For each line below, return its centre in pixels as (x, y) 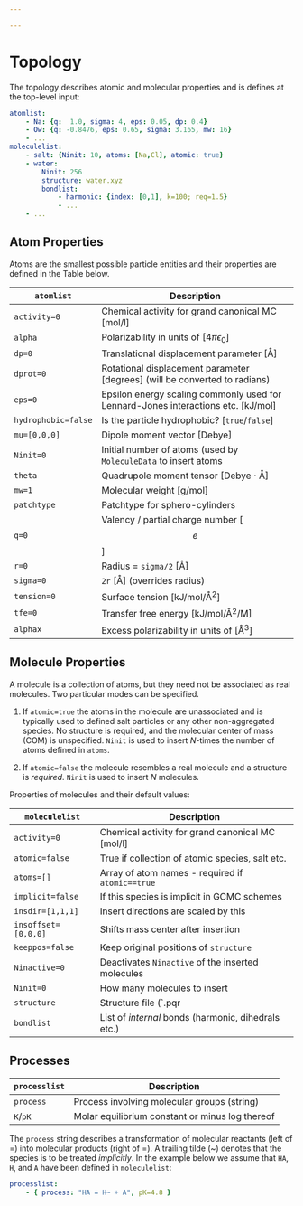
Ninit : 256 (62, 172)
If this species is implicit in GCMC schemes (191, 896)
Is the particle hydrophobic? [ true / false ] (188, 420)
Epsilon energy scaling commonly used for (192, 394)
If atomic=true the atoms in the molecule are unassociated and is (142, 711)
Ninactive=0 (40, 967)
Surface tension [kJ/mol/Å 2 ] (161, 597)
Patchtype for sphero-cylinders (169, 505)
